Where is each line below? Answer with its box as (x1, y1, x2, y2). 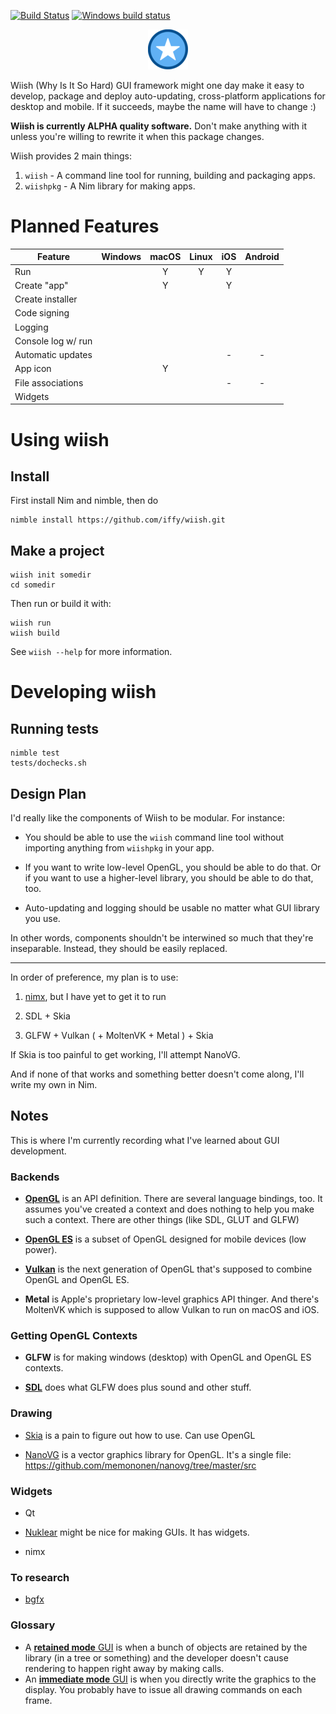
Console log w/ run (14, 335, 93, 347)
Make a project (10, 542, 105, 559)
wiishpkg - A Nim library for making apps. (24, 180, 196, 192)
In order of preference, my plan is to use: (10, 971, 179, 984)
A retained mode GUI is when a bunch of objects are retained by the (24, 1641, 308, 1653)
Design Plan (10, 785, 87, 802)
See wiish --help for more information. (10, 646, 173, 658)
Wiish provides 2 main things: (10, 150, 132, 162)
